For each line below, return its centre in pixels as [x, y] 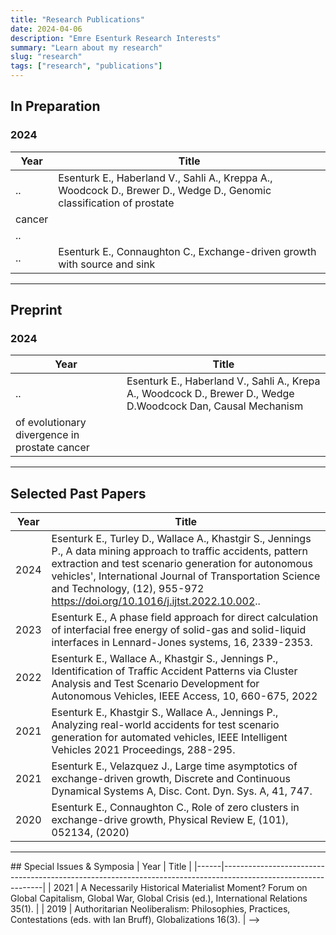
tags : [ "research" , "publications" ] [86, 66]
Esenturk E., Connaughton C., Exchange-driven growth [187, 251]
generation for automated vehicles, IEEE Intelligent [169, 738]
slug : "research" [46, 57]
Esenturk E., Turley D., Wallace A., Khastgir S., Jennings [181, 539]
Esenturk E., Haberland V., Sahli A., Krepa [223, 381]
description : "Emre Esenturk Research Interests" [116, 38]
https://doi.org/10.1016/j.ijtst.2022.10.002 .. [156, 601]
